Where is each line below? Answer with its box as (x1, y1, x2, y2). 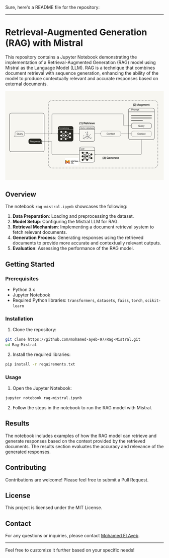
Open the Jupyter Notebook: (12, 385, 72, 391)
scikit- (145, 298, 161, 303)
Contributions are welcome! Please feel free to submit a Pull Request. (5, 476, 149, 483)
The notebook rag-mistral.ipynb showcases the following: (5, 204, 127, 210)
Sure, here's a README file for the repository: (5, 5, 100, 10)
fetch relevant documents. (12, 229, 67, 235)
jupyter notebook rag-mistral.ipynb (5, 396, 82, 401)
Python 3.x (12, 286, 35, 292)
